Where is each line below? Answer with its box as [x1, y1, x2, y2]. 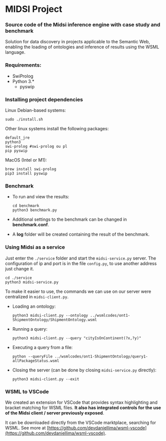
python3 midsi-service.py [5, 279, 58, 284]
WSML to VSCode [5, 388, 49, 395]
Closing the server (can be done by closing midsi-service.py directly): [12, 367, 157, 373]
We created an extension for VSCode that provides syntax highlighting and [5, 399, 158, 405]
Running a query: [12, 326, 48, 332]
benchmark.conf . [12, 222, 50, 228]
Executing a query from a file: [12, 344, 73, 350]
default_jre [5, 135, 30, 140]
